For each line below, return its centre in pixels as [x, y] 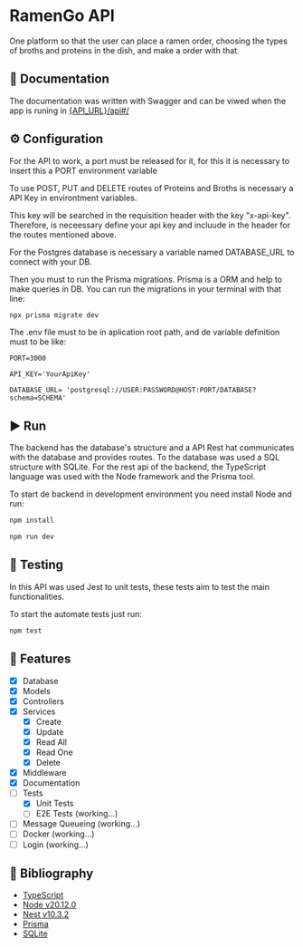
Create [48, 721]
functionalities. [37, 596]
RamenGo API [62, 16]
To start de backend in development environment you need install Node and [151, 494]
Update [50, 731]
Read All [52, 742]
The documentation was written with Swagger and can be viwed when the [148, 101]
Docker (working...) [58, 834]
